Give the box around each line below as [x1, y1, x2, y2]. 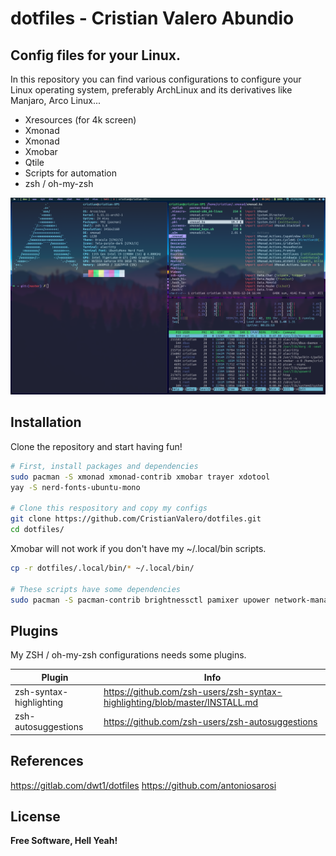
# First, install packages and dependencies [10, 461, 199, 471]
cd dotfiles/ [10, 525, 65, 535]
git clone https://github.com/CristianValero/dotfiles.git [10, 514, 262, 524]
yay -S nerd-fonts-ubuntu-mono [10, 482, 141, 492]
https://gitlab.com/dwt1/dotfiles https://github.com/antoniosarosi [10, 779, 277, 791]
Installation [10, 414, 82, 431]
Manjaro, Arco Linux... [10, 95, 102, 106]
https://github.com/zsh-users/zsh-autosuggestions [103, 715, 318, 727]
